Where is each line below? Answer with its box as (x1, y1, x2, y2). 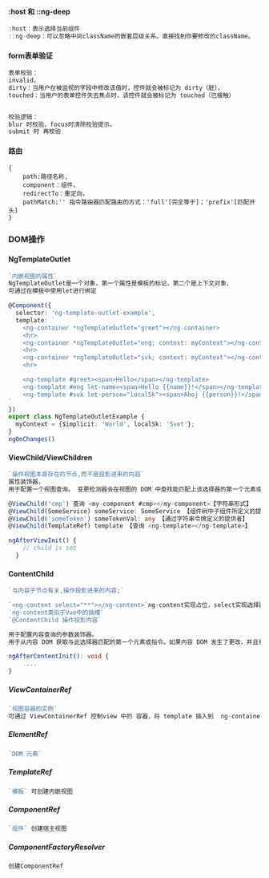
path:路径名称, (22, 172, 69, 181)
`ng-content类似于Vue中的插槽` (8, 609, 104, 617)
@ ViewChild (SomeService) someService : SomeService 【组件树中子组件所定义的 (8, 507, 256, 516)
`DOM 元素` (8, 750, 42, 758)
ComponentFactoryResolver (8, 842, 106, 852)
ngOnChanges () (8, 435, 56, 443)
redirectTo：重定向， (22, 190, 89, 198)
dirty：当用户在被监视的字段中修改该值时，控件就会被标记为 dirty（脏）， (8, 83, 224, 91)
